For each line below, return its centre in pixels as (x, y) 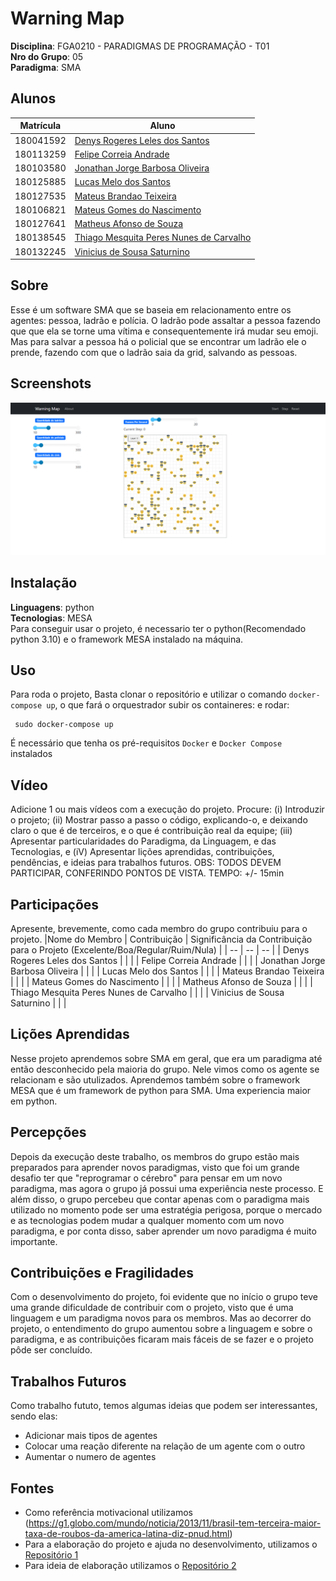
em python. (34, 1101)
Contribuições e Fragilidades (102, 1273)
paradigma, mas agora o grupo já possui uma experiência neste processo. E (167, 1188)
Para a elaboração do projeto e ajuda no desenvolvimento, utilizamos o (171, 1544)
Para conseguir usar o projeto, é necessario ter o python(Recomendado (158, 628)
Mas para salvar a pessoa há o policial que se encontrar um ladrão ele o (158, 341)
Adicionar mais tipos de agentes (91, 1436)
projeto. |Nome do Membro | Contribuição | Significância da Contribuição (161, 939)
